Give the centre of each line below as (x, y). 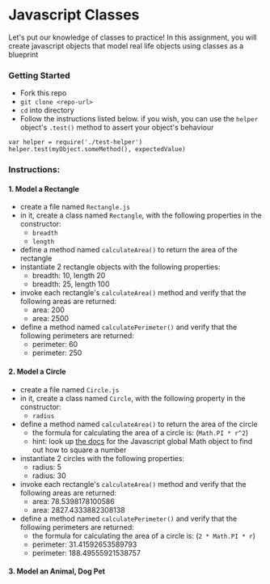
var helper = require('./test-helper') (76, 142)
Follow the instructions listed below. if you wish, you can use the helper (139, 119)
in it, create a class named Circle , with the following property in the (133, 398)
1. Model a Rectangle (44, 188)
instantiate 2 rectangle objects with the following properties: (120, 267)
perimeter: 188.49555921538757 (86, 552)
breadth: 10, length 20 (69, 276)
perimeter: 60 (55, 345)
